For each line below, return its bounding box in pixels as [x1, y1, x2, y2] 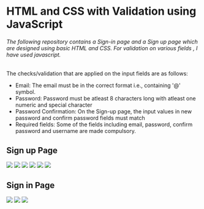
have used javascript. [6, 51, 61, 58]
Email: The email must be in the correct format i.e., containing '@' [15, 82, 181, 89]
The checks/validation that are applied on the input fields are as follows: [6, 70, 188, 77]
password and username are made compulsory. [15, 127, 137, 135]
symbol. [15, 88, 36, 96]
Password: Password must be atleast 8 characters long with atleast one [15, 95, 196, 102]
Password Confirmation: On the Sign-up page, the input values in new [15, 108, 192, 115]
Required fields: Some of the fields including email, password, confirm [15, 121, 193, 128]
